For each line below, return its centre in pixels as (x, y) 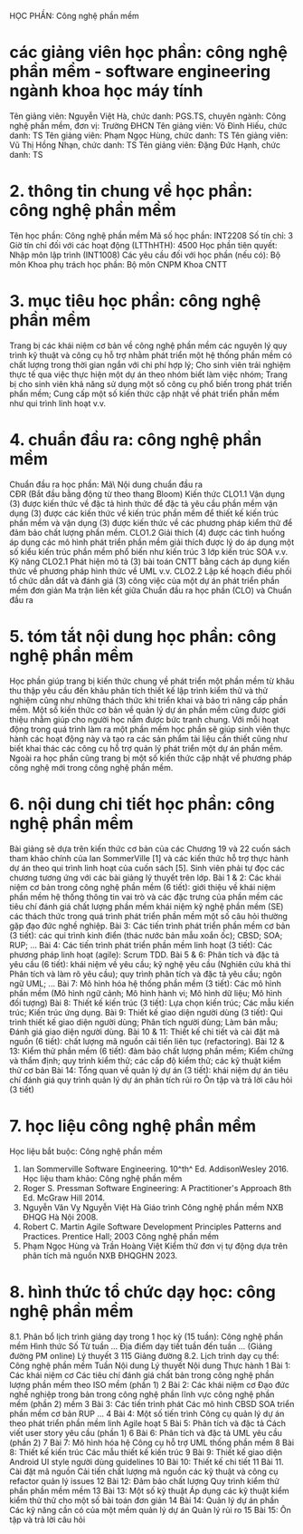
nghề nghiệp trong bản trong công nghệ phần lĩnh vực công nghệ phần (142, 1394)
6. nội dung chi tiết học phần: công (142, 804)
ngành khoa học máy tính (106, 91)
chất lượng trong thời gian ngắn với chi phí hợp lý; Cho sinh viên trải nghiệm (150, 364)
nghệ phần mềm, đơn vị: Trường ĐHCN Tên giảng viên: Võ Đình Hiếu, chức (148, 125)
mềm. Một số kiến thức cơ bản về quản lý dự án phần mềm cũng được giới (148, 710)
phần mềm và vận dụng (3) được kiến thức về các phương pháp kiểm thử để (151, 522)
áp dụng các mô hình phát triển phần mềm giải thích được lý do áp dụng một (152, 542)
